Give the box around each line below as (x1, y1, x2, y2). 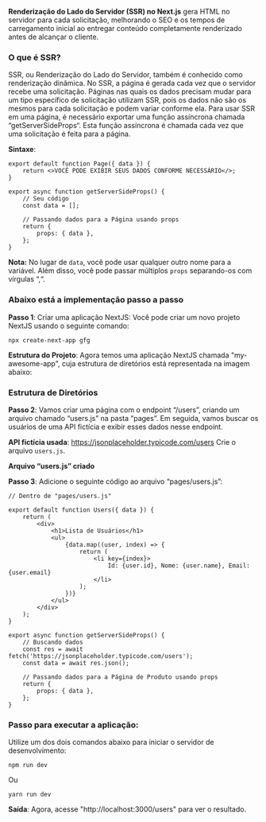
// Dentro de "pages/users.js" (8, 492, 112, 500)
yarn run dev (8, 791, 52, 799)
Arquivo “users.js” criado (8, 461, 95, 470)
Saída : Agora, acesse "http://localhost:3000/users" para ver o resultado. (8, 804, 247, 814)
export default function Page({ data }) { (8, 160, 151, 168)
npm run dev (8, 762, 48, 769)
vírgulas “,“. (8, 275, 45, 284)
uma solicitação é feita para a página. (8, 129, 131, 138)
